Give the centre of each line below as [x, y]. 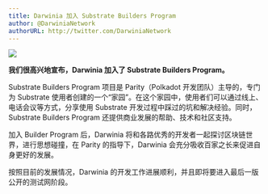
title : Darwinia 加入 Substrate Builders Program [92, 16]
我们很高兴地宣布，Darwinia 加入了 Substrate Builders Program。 [119, 70]
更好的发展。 [36, 155]
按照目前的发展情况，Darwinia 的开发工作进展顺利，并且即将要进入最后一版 [134, 172]
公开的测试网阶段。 [40, 182]
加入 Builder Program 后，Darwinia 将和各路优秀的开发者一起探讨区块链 [127, 135]
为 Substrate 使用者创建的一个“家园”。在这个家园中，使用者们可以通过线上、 [136, 97]
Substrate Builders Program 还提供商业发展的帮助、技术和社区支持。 [122, 117]
